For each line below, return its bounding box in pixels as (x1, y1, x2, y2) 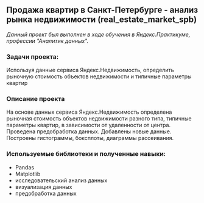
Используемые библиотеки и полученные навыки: (6, 150, 166, 158)
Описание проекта (6, 95, 65, 103)
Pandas (15, 163, 35, 171)
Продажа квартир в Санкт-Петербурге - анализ (6, 5, 199, 15)
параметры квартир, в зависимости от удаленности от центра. (6, 122, 171, 129)
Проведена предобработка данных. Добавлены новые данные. (6, 128, 172, 135)
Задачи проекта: (6, 52, 59, 61)
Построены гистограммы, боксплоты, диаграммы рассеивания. (6, 135, 174, 142)
